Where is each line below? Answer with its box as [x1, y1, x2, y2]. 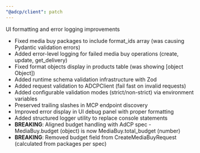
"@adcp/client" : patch [5, 8, 63, 15]
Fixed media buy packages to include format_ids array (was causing [14, 37, 185, 44]
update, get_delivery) [14, 56, 68, 63]
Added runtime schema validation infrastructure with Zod [14, 76, 157, 83]
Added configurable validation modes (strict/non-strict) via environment [14, 88, 194, 96]
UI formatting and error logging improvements [5, 25, 120, 33]
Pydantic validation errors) [14, 44, 81, 51]
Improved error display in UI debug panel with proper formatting [14, 108, 174, 115]
